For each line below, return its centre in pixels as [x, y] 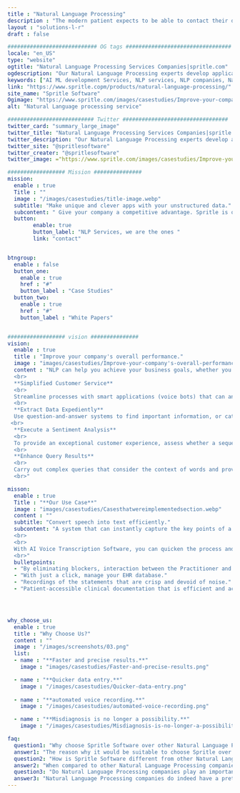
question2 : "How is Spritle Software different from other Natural [116, 759]
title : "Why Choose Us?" [52, 634]
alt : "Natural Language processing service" [75, 107]
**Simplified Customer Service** [64, 383]
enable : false [36, 264]
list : [22, 654]
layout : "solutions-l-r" [46, 27]
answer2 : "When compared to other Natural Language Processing [110, 765]
